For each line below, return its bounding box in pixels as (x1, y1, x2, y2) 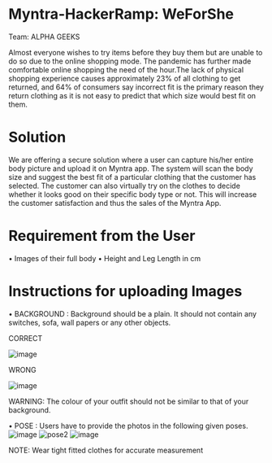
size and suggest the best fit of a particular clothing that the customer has (8, 172, 257, 181)
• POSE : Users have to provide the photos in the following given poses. (8, 421, 248, 430)
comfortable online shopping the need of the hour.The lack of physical (8, 64, 244, 74)
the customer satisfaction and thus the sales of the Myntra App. (8, 198, 222, 207)
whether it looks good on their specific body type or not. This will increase (8, 189, 257, 199)
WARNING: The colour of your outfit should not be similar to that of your (8, 396, 249, 406)
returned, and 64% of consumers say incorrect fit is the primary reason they (8, 82, 264, 92)
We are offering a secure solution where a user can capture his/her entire (8, 155, 254, 164)
